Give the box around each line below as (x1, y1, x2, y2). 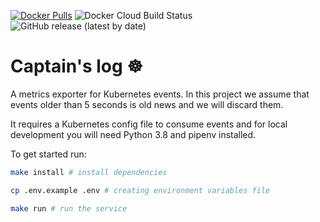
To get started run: (10, 148, 87, 160)
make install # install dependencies (10, 167, 168, 177)
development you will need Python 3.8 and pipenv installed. (10, 128, 257, 140)
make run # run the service (10, 203, 128, 214)
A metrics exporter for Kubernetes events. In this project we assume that (10, 88, 310, 100)
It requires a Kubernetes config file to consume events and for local (10, 118, 288, 130)
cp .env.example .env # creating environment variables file (10, 185, 271, 195)
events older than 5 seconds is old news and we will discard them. (10, 98, 284, 110)
